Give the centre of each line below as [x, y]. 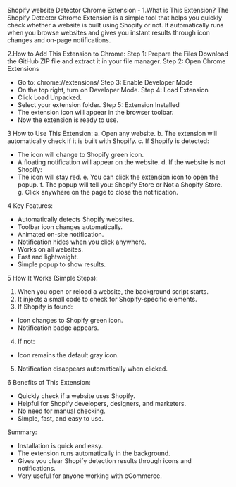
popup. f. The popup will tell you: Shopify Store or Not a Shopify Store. [120, 185]
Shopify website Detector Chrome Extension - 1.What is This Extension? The [118, 10]
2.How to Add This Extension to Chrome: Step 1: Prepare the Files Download [118, 54]
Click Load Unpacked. [50, 97]
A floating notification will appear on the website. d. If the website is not [122, 162]
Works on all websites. [50, 249]
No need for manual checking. [61, 411]
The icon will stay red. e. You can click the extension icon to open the [118, 177]
